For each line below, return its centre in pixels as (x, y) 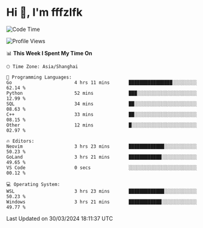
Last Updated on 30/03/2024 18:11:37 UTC (60, 218)
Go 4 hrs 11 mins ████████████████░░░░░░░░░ (102, 82)
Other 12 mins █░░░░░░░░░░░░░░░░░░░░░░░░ (102, 125)
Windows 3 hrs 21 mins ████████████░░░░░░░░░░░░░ (102, 202)
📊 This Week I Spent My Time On (49, 53)
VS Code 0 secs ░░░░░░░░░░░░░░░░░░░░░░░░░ (102, 168)
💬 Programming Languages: (39, 77)
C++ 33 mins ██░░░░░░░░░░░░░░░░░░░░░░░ (102, 114)
